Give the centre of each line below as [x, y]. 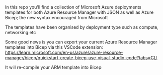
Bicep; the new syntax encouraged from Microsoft [57, 18]
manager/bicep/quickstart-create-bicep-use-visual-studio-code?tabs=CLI [81, 58]
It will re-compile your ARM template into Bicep [53, 67]
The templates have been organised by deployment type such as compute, [82, 27]
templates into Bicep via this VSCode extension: [54, 47]
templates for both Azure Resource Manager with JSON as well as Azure [80, 12]
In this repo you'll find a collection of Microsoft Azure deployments [73, 7]
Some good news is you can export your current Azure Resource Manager [81, 42]
